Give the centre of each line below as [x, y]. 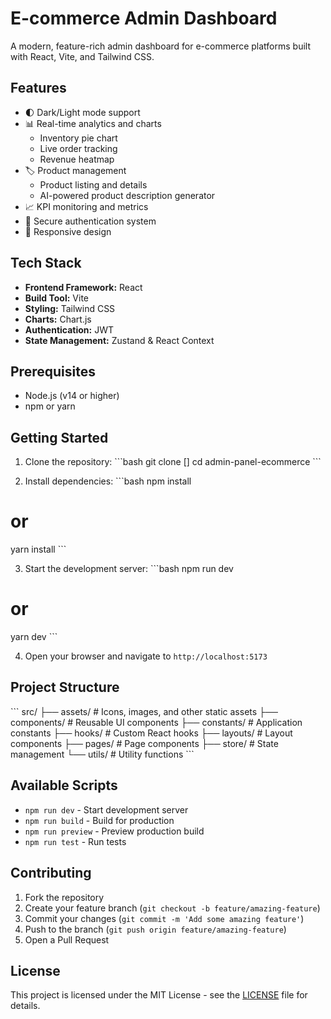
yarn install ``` [38, 549]
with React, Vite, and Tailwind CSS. [82, 56]
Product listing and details [93, 184]
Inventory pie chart [78, 138]
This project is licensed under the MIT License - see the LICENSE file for [159, 995]
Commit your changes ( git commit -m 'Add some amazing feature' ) [164, 918]
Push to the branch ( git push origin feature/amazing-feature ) [155, 929]
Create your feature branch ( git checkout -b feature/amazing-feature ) [172, 908]
